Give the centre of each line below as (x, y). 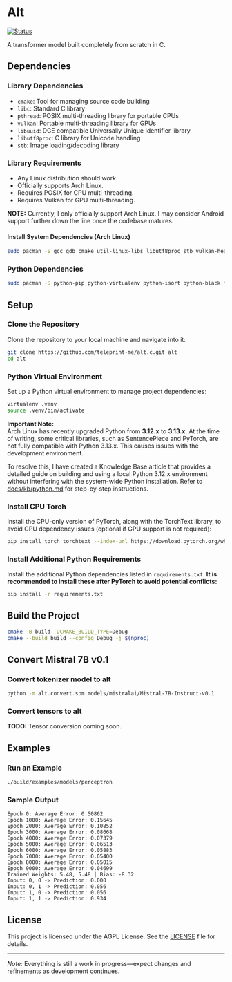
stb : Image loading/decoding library (68, 145)
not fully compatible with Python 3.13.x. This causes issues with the (103, 446)
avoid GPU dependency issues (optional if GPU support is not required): (109, 529)
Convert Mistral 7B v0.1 (58, 660)
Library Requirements (44, 163)
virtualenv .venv (32, 404)
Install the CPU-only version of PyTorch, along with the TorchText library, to (114, 521)
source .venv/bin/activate (46, 410)
